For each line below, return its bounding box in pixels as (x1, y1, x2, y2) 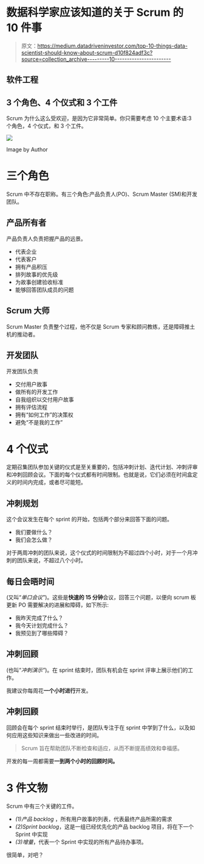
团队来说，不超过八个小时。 (16, 557, 86, 564)
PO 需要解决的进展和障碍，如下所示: (18, 601, 109, 609)
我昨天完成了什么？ (15, 614, 64, 622)
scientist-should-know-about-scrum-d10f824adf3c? (21, 49, 153, 56)
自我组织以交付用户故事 (15, 396, 74, 403)
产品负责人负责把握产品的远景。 (6, 235, 86, 242)
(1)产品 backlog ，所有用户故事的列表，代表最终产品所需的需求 (15, 815, 172, 823)
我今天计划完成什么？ (15, 622, 69, 629)
